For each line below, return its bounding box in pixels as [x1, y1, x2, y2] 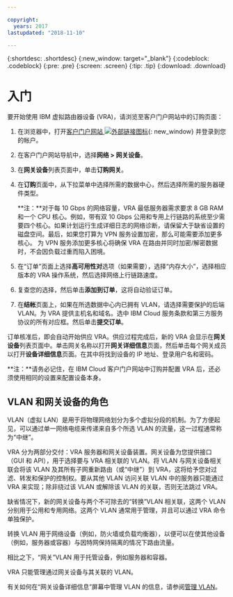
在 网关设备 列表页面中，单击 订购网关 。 [17, 166, 127, 174]
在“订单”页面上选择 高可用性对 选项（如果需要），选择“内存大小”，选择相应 [17, 262, 227, 271]
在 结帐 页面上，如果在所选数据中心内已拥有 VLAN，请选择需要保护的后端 [17, 301, 225, 309]
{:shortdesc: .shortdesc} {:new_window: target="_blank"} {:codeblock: [7, 54, 210, 63]
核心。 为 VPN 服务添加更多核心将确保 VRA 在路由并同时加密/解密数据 [17, 239, 218, 247]
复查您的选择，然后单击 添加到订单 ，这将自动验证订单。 [17, 286, 176, 294]
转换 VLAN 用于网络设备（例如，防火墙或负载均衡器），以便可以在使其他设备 [7, 530, 225, 538]
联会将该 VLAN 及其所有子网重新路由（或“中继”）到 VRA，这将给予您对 [7, 465, 211, 474]
